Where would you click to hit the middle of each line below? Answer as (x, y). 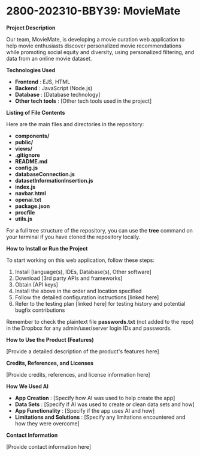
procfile (25, 212)
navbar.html (30, 193)
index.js (25, 187)
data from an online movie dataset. (49, 58)
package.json (32, 206)
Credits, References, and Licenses (50, 363)
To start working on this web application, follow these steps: (80, 260)
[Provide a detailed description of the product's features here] (83, 351)
